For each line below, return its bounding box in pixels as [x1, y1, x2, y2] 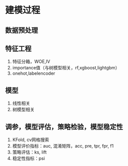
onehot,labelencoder [12, 70, 56, 76]
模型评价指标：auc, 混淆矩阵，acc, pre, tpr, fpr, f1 [12, 143, 114, 149]
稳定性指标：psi [12, 156, 45, 162]
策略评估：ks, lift [12, 149, 47, 155]
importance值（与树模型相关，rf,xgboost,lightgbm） [12, 65, 120, 71]
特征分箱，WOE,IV [12, 58, 51, 65]
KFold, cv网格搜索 [12, 137, 49, 143]
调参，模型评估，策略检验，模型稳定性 [5, 123, 123, 131]
